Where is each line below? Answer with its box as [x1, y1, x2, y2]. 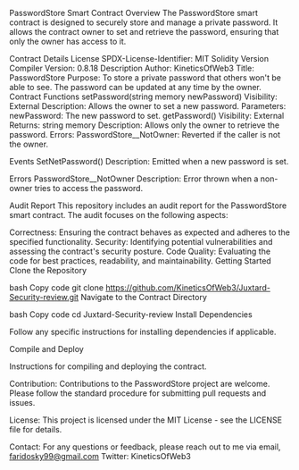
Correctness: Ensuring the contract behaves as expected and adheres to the [9, 227, 290, 238]
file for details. [9, 424, 62, 434]
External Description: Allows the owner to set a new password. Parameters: [9, 101, 287, 111]
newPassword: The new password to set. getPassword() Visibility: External [9, 111, 285, 121]
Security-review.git [9, 292, 79, 302]
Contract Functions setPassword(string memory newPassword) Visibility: [9, 91, 278, 102]
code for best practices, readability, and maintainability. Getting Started [9, 256, 272, 266]
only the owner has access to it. [9, 36, 127, 46]
